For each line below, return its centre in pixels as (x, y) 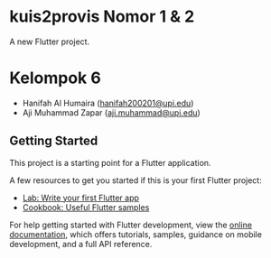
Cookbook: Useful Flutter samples (86, 207)
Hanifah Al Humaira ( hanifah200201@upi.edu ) (108, 103)
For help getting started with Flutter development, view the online (131, 225)
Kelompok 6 (55, 78)
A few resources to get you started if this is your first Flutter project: (135, 180)
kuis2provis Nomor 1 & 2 (102, 17)
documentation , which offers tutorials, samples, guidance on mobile (135, 234)
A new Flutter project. (50, 41)
